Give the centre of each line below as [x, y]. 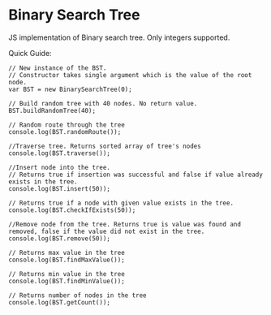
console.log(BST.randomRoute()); [65, 132]
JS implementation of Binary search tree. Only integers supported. [119, 37]
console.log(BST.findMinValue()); [67, 281]
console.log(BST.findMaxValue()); [67, 260]
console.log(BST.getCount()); [60, 302]
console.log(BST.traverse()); [60, 153]
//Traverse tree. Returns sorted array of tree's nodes [105, 146]
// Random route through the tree [67, 125]
